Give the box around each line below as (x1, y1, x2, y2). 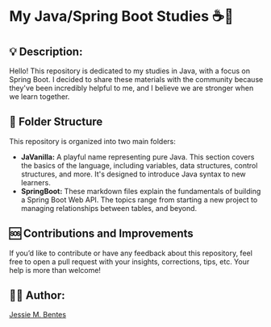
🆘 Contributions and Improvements (9, 227, 194, 241)
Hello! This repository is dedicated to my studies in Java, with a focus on (9, 66, 251, 76)
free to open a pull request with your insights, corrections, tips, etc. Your (9, 256, 250, 267)
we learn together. (9, 92, 70, 101)
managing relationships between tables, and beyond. (20, 203, 198, 213)
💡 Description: (9, 44, 83, 58)
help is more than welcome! (9, 265, 102, 275)
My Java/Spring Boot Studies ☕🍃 (9, 7, 234, 26)
